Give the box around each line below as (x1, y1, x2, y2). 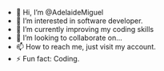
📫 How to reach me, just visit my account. (15, 42, 156, 51)
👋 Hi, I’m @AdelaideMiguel (15, 8, 104, 17)
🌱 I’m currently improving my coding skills (15, 25, 154, 34)
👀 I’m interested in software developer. (15, 16, 143, 26)
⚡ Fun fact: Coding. (15, 54, 80, 63)
